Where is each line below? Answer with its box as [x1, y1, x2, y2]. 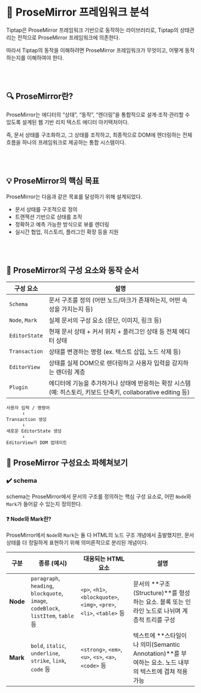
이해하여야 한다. [26, 54, 64, 61]
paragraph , [31, 574, 60, 583]
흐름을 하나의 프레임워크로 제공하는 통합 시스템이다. [6, 138, 126, 146]
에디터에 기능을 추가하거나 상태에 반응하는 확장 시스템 [48, 379, 191, 388]
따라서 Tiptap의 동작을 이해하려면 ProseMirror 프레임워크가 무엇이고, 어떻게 [6, 46, 184, 54]
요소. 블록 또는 [145, 598, 184, 606]
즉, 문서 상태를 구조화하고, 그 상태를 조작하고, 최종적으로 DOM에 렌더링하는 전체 [6, 131, 193, 138]
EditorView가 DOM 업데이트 [6, 440, 68, 446]
